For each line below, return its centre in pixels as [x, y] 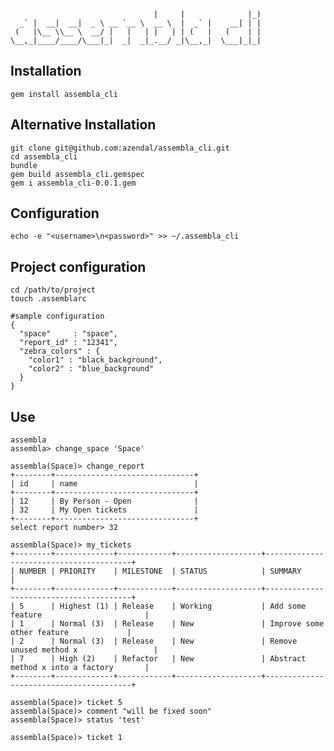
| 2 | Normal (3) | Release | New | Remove [154, 641]
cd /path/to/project [53, 290]
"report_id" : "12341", [68, 343]
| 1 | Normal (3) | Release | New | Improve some [167, 624]
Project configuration [78, 266]
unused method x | [84, 650]
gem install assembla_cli [64, 94]
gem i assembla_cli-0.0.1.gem [73, 183]
